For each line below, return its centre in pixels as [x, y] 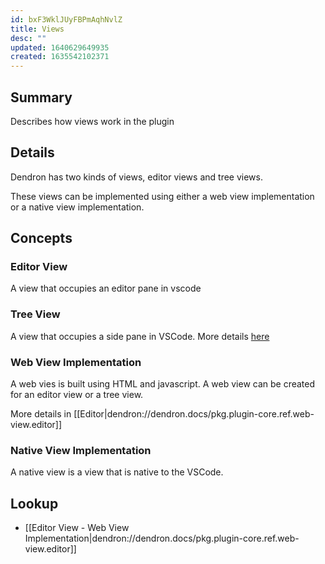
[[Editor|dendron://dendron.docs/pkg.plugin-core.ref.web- [194, 414]
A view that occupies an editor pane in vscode [106, 288]
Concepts [41, 238]
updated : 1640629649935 [60, 47]
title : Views [37, 29]
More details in [41, 414]
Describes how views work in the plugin [92, 121]
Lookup [34, 503]
